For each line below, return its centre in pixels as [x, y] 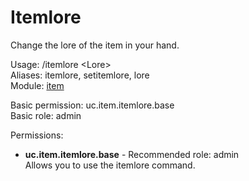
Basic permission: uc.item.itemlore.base [92, 105]
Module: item [37, 85]
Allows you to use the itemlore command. [110, 165]
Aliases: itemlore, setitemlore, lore [80, 75]
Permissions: [37, 135]
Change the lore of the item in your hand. [95, 45]
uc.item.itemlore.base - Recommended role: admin [132, 154]
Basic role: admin [46, 115]
